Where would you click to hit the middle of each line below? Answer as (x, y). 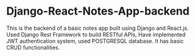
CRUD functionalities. (33, 47)
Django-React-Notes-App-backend (98, 11)
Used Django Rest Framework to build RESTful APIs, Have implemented (96, 34)
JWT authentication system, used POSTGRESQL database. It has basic (95, 41)
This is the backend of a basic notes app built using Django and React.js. (97, 28)
